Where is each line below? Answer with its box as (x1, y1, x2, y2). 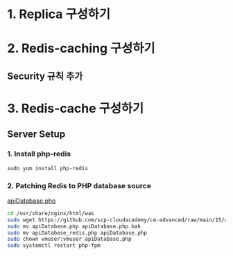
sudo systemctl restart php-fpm (7, 242, 101, 249)
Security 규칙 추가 (7, 70, 83, 82)
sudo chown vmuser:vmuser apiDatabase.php (7, 236, 132, 243)
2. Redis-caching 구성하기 (7, 41, 155, 56)
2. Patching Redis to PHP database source (7, 181, 151, 190)
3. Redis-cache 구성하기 (7, 100, 144, 116)
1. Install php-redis (7, 149, 71, 159)
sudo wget (7, 216, 36, 223)
